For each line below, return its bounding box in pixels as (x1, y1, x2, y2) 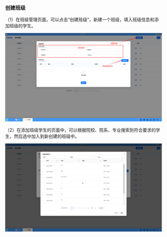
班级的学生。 (9, 23, 36, 29)
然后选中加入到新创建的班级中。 (13, 133, 80, 139)
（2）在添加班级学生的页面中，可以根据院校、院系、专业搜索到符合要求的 (5, 127, 156, 133)
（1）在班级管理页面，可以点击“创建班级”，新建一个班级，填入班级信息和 (5, 16, 155, 23)
